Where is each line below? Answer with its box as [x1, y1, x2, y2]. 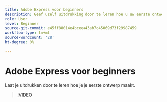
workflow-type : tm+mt [5, 30, 50, 35]
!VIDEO [17, 92, 32, 98]
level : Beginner [5, 21, 39, 26]
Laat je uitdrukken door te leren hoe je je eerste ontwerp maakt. [5, 82, 135, 88]
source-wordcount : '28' [5, 35, 55, 40]
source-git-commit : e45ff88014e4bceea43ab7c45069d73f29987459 [5, 26, 137, 31]
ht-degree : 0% [5, 40, 35, 45]
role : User [5, 16, 28, 21]
